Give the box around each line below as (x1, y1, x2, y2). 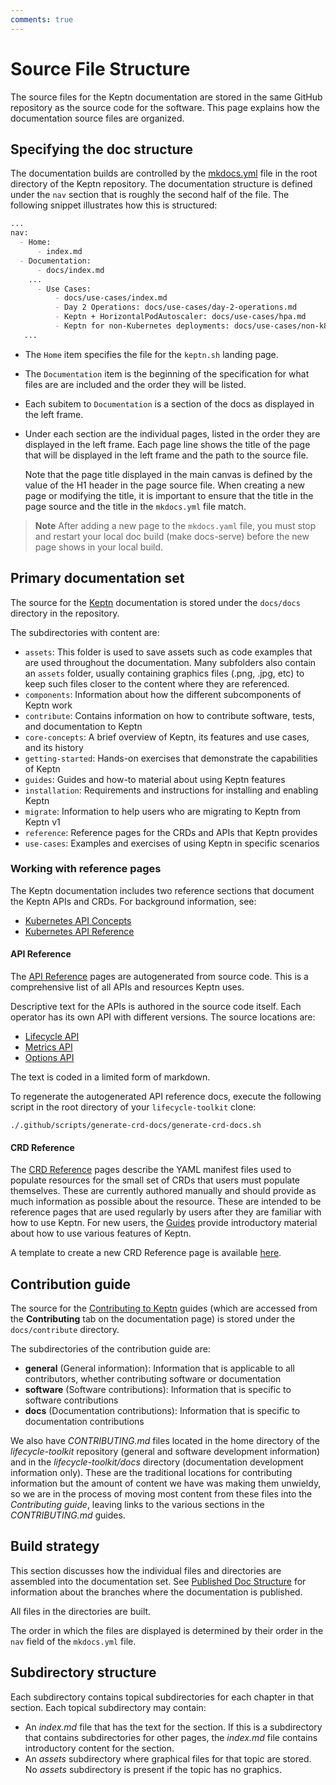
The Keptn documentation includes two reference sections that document (10, 884, 315, 896)
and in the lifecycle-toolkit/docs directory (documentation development (10, 1456, 304, 1468)
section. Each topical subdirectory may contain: (10, 1701, 207, 1713)
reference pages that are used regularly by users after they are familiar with (10, 1206, 322, 1218)
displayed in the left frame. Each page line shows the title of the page (24, 438, 311, 450)
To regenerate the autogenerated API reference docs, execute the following (10, 1091, 322, 1103)
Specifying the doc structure (10, 141, 194, 158)
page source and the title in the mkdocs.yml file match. (24, 500, 247, 512)
